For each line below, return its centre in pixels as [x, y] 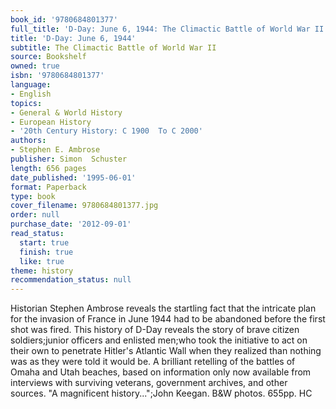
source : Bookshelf [48, 57]
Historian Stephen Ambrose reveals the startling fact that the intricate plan [163, 308]
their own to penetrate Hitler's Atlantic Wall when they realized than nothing [166, 351]
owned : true [35, 66]
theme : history [42, 271]
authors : [28, 141]
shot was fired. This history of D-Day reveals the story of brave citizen [155, 330]
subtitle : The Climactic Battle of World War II [113, 47]
